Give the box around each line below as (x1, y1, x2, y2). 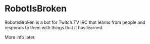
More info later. (4, 34, 36, 40)
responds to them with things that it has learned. (4, 24, 103, 30)
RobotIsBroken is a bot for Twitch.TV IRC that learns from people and (4, 19, 146, 25)
